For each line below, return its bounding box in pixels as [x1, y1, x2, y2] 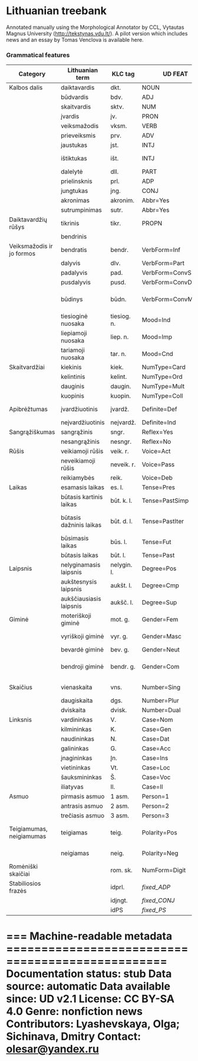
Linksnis [9, 716, 32, 724]
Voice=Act [141, 447, 171, 456]
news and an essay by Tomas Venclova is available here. [6, 36, 144, 43]
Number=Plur [141, 696, 180, 705]
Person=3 [141, 811, 170, 820]
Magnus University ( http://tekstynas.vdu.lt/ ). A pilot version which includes [6, 30, 188, 37]
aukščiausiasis [61, 595, 101, 603]
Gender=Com [141, 663, 180, 671]
